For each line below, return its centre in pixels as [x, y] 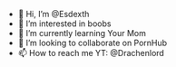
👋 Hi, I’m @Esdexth [54, 14]
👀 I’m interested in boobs [64, 24]
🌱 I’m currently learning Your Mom [82, 33]
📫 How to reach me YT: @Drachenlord [91, 53]
